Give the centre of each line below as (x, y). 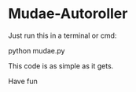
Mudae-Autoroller (68, 14)
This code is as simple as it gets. (61, 66)
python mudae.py (37, 50)
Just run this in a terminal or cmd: (62, 35)
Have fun (23, 81)
